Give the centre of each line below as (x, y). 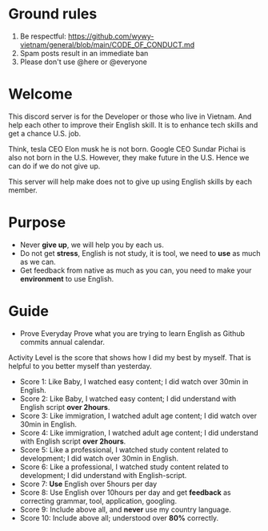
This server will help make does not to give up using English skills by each (130, 181)
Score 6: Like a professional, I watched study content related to (124, 467)
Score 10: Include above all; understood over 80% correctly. (119, 517)
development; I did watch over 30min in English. (99, 458)
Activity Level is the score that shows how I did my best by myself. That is (130, 357)
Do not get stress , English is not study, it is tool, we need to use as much (140, 253)
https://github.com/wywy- (111, 36)
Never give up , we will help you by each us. (92, 245)
